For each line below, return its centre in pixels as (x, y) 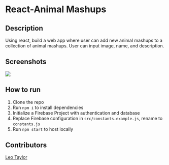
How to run (23, 90)
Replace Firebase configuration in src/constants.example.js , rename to (88, 118)
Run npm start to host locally (43, 129)
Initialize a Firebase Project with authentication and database (76, 113)
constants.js (26, 124)
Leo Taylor (16, 157)
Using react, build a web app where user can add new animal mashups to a (84, 40)
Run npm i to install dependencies (48, 107)
